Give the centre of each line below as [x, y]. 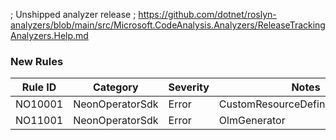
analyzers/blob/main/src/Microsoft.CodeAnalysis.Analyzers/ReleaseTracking [168, 25]
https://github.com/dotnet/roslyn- [207, 14]
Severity [189, 87]
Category [116, 87]
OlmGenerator [252, 121]
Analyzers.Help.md [49, 35]
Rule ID [39, 87]
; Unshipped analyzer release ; [73, 14]
